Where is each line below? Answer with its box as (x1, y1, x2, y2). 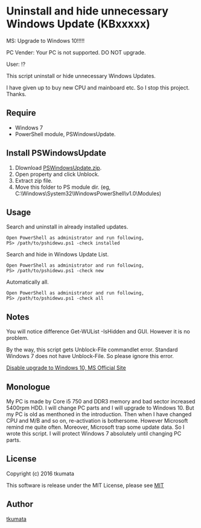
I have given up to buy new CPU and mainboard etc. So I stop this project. (6, 83, 190, 91)
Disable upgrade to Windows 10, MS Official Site (6, 364, 126, 371)
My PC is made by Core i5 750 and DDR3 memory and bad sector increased (6, 398, 196, 405)
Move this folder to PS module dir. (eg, (14, 183, 111, 191)
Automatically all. (6, 278, 49, 285)
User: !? (6, 60, 26, 68)
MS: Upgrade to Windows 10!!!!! (6, 37, 85, 44)
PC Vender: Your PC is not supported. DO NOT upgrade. (6, 48, 146, 56)
